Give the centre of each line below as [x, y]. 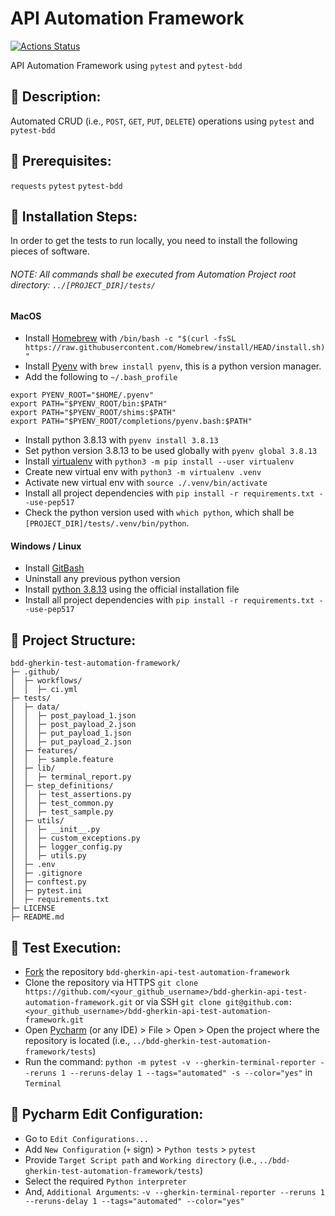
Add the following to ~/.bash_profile [101, 377]
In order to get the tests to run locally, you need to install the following [154, 241]
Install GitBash [54, 568]
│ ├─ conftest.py [48, 882]
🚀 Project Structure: [73, 640]
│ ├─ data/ [35, 707]
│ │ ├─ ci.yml [44, 690]
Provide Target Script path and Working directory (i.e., [140, 1159]
